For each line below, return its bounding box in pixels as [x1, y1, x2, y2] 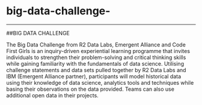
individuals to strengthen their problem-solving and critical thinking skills [6, 54, 186, 61]
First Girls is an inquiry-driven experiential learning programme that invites [6, 47, 191, 54]
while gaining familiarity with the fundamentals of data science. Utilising [6, 60, 185, 67]
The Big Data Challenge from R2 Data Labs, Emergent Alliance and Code [6, 41, 186, 48]
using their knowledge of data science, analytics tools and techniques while [6, 79, 194, 86]
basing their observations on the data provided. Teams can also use [6, 85, 174, 92]
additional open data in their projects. [6, 91, 99, 99]
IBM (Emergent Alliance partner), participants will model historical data [6, 73, 182, 80]
